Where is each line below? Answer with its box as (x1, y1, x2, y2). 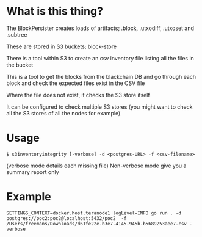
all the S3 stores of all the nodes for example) (6, 109, 121, 117)
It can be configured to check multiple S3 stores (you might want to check (6, 103, 193, 111)
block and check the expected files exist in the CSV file (6, 79, 145, 87)
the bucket (6, 61, 34, 68)
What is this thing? (6, 4, 104, 18)
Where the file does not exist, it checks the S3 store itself (6, 91, 151, 98)
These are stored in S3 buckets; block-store (6, 43, 117, 50)
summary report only (6, 168, 59, 175)
